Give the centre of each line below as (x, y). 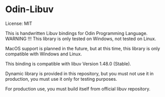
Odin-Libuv (30, 9)
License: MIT (19, 23)
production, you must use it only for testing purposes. (61, 79)
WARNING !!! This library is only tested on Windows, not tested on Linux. (81, 39)
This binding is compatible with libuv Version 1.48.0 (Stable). (68, 63)
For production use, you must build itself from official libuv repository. (78, 89)
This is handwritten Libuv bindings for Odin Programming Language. (76, 33)
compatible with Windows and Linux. (44, 54)
